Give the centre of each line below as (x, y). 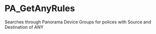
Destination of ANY (24, 27)
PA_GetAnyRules (40, 8)
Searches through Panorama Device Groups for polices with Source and (78, 22)
